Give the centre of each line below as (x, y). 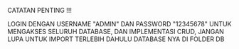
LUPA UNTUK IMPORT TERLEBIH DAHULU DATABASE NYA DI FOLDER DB (116, 39)
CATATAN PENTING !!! (40, 10)
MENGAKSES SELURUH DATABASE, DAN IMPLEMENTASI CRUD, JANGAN (116, 32)
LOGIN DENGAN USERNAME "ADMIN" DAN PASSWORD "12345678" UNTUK (119, 24)
